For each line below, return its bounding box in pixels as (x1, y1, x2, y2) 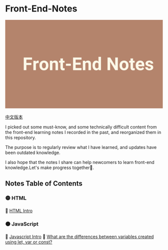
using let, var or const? (5, 239, 52, 245)
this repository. (5, 134, 36, 140)
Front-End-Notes (5, 3, 77, 14)
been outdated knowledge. (5, 149, 61, 155)
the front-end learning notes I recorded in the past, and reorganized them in (5, 129, 161, 135)
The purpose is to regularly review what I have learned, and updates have (5, 144, 157, 150)
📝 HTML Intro (5, 208, 33, 214)
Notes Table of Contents (5, 179, 82, 187)
